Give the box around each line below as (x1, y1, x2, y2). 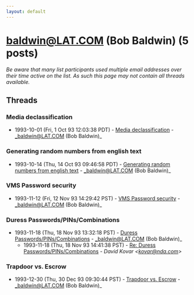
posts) (6, 46, 38, 59)
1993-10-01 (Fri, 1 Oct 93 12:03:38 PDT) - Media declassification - (14, 126, 174, 133)
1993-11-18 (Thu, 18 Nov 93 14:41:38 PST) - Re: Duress (23, 242, 156, 249)
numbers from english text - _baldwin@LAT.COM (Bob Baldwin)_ (14, 167, 171, 174)
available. (6, 78, 31, 85)
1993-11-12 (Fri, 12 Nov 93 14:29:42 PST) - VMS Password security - (14, 195, 180, 202)
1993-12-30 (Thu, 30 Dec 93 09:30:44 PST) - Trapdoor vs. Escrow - (14, 276, 180, 283)
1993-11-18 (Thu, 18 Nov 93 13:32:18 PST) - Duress (14, 229, 138, 236)
